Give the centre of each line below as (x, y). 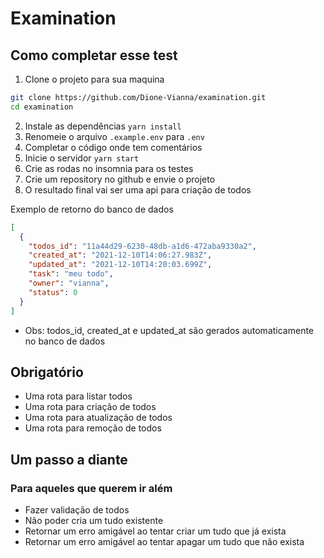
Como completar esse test (94, 55)
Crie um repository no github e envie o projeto (120, 179)
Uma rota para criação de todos (90, 407)
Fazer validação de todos (77, 510)
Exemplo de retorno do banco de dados (92, 209)
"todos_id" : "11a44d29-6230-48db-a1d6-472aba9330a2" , (142, 246)
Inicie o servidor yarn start (82, 158)
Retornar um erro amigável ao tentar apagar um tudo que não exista (164, 541)
